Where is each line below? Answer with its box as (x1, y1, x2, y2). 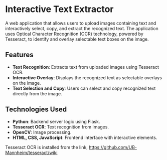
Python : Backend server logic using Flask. (12, 118, 100, 124)
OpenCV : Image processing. (12, 129, 72, 135)
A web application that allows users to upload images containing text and (5, 20, 156, 26)
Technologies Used (5, 105, 67, 114)
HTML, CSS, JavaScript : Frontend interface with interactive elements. (12, 134, 157, 140)
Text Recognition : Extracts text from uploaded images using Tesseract (12, 64, 159, 70)
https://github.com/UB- (88, 144, 137, 150)
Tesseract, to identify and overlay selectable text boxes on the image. (5, 36, 149, 42)
